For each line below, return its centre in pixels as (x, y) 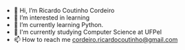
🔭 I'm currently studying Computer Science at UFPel (88, 32)
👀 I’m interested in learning (52, 18)
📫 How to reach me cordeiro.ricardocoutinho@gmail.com (96, 40)
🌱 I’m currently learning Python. (58, 25)
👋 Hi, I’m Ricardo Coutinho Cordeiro (64, 10)
